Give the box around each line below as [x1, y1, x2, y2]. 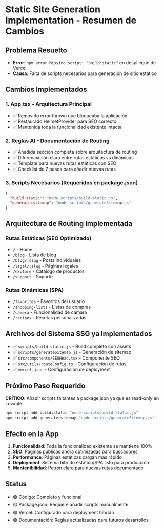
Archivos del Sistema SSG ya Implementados [5, 330, 152, 338]
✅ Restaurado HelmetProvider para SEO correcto [12, 118, 117, 124]
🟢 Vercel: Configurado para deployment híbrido [12, 509, 114, 515]
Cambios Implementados [5, 85, 87, 94]
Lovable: [5, 401, 24, 407]
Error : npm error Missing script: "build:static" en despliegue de [12, 60, 156, 65]
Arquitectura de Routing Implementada [5, 219, 132, 228]
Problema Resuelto [5, 46, 68, 54]
